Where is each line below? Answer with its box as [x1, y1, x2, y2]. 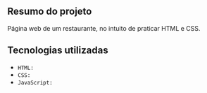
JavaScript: [17, 79, 53, 86]
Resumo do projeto [7, 6, 92, 17]
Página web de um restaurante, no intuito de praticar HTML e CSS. [7, 24, 201, 32]
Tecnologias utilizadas [7, 45, 108, 57]
